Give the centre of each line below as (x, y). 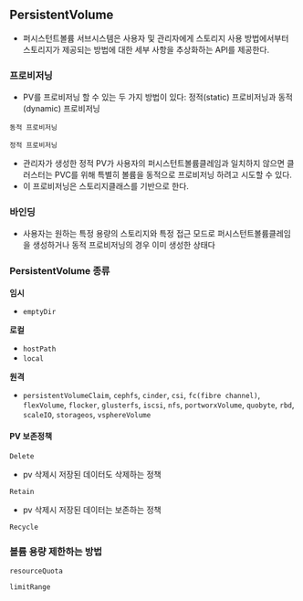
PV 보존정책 (31, 437)
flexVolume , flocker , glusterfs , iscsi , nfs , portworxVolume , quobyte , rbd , (158, 405)
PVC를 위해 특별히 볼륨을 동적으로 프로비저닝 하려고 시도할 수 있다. (173, 175)
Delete (22, 456)
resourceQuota (37, 571)
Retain (22, 491)
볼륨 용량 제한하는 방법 (56, 552)
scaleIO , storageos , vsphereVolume (87, 414)
